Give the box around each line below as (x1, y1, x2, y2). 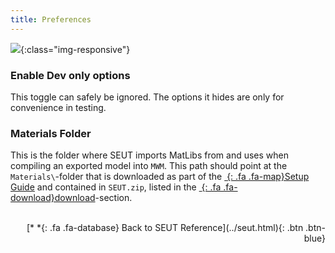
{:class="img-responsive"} (20, 43, 131, 55)
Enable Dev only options (10, 68, 131, 82)
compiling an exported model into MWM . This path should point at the (10, 160, 288, 172)
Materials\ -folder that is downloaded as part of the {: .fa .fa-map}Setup (10, 171, 310, 183)
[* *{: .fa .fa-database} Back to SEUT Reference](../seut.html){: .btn (26, 222, 304, 234)
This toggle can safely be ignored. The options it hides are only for (10, 91, 285, 103)
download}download (10, 192, 96, 204)
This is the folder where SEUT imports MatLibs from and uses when (10, 149, 289, 161)
